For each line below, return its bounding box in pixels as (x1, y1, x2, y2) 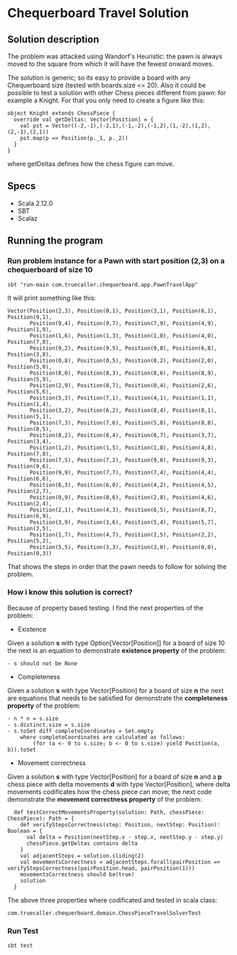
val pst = (20, 122, 50, 129)
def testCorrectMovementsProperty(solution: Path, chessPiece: (13, 809, 204, 816)
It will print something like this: (7, 293, 97, 302)
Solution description (7, 33, 99, 45)
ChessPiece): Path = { (7, 815, 75, 822)
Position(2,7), (7, 487, 53, 495)
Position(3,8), (7, 350, 53, 358)
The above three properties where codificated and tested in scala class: (7, 895, 218, 904)
